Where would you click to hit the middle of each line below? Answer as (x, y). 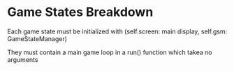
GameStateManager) (37, 38)
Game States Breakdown (80, 12)
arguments (23, 59)
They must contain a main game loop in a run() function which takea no (110, 52)
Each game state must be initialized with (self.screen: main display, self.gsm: (117, 31)
